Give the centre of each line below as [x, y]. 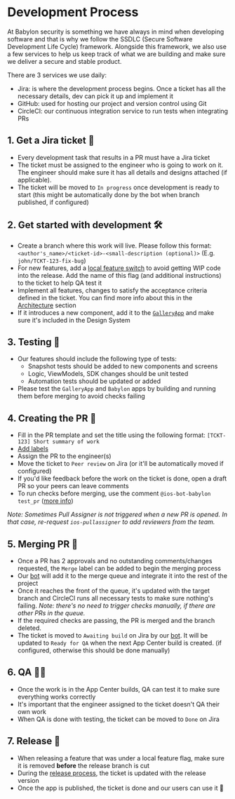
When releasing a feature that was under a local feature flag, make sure [121, 758]
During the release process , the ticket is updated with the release [112, 773]
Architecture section [47, 305]
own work [32, 711]
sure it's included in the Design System [74, 320]
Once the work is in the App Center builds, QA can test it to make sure [119, 689]
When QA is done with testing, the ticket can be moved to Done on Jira [118, 719]
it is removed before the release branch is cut [83, 765]
